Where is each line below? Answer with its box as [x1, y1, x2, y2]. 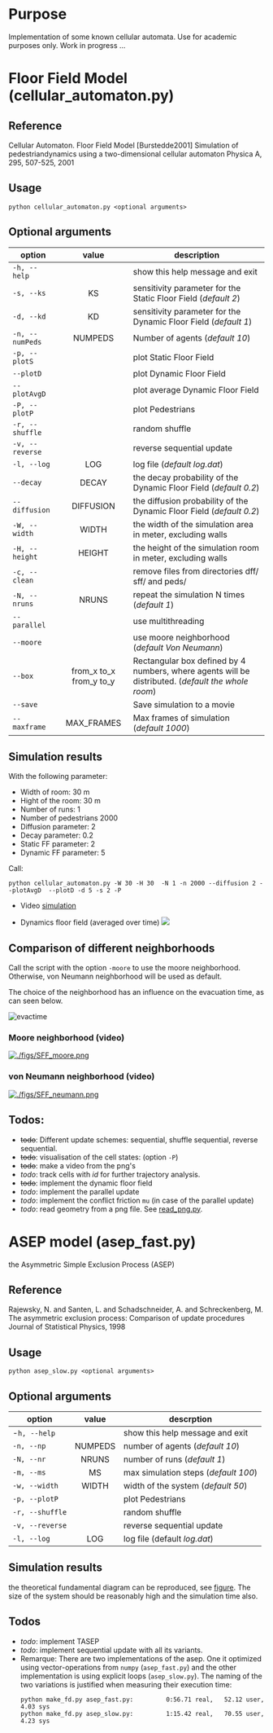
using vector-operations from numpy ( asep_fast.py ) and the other [19, 1662, 237, 1672]
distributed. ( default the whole [132, 675, 249, 687]
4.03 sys [19, 1702, 50, 1711]
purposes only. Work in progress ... [8, 40, 126, 50]
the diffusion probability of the [132, 495, 249, 506]
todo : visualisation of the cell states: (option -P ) [19, 1152, 179, 1162]
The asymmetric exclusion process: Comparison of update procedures [8, 1313, 245, 1323]
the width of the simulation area [132, 518, 254, 530]
